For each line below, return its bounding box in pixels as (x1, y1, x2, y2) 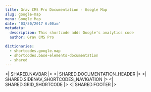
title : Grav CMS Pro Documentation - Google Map (5, 7, 107, 12)
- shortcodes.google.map (9, 48, 61, 53)
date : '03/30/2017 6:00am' (5, 21, 61, 26)
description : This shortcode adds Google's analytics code (9, 30, 134, 35)
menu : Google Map (5, 16, 41, 21)
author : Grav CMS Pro (9, 35, 54, 40)
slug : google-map (5, 12, 41, 17)
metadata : (5, 26, 26, 31)
